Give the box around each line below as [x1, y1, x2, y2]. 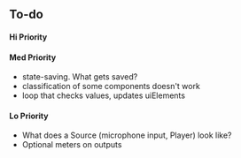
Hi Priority [9, 31, 48, 42]
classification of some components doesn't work [21, 81, 201, 92]
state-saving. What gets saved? [21, 71, 138, 82]
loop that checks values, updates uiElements [21, 90, 186, 101]
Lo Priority [9, 110, 49, 121]
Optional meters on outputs [21, 139, 122, 150]
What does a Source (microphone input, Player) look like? [21, 130, 232, 140]
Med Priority [9, 52, 57, 63]
